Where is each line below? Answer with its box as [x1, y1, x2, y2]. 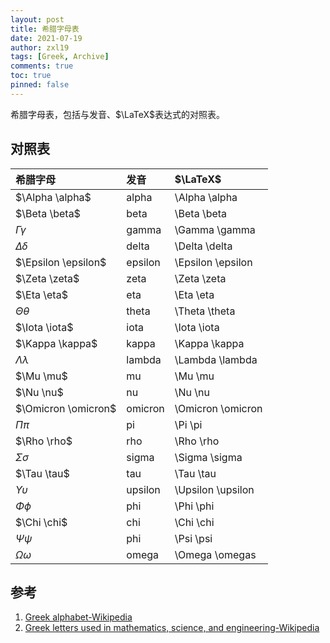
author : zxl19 [10, 42, 70, 53]
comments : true [10, 61, 74, 71]
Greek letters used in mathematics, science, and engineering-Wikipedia [24, 622, 320, 634]
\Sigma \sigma [174, 450, 243, 464]
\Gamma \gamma [174, 222, 256, 236]
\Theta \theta [174, 304, 236, 318]
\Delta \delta [174, 239, 233, 253]
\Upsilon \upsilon [174, 482, 255, 496]
